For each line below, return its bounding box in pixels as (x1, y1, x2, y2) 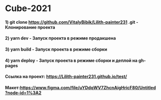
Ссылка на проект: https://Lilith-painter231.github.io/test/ (5, 73, 127, 80)
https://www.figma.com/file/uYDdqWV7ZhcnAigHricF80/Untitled (20, 85, 156, 90)
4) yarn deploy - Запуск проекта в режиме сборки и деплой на (5, 57, 138, 63)
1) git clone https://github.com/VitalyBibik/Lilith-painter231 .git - (5, 19, 138, 25)
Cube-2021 (5, 3, 51, 14)
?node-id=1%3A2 (5, 90, 42, 96)
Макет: (5, 85, 20, 90)
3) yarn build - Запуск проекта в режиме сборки (5, 46, 108, 52)
